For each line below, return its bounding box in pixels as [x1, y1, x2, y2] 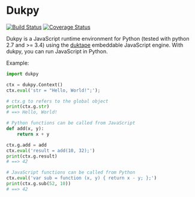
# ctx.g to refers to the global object [6, 98, 109, 104]
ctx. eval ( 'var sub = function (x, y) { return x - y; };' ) [6, 175, 157, 181]
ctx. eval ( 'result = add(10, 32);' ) [6, 147, 95, 153]
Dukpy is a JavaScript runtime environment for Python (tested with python [6, 35, 190, 42]
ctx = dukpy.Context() [6, 81, 63, 87]
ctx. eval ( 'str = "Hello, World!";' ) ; [6, 87, 101, 93]
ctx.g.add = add [6, 142, 47, 148]
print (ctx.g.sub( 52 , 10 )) [6, 181, 71, 187]
